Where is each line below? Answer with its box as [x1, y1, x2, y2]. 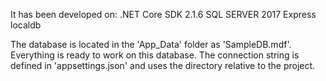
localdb [10, 19, 42, 31]
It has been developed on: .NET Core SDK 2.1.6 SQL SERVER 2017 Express [10, 9, 317, 20]
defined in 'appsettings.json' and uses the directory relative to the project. [10, 60, 316, 71]
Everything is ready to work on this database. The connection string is [10, 49, 300, 61]
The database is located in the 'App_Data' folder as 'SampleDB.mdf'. [10, 39, 292, 50]
